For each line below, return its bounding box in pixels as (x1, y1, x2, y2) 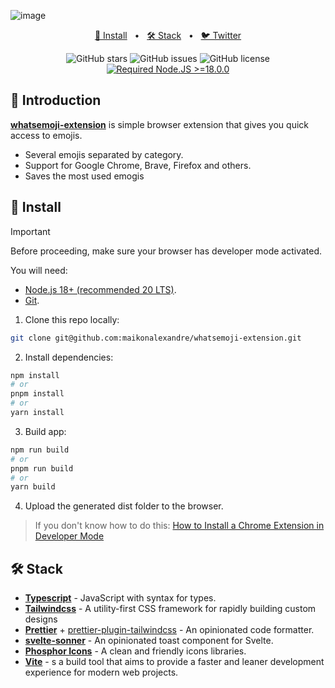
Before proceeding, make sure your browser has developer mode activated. (10, 245, 323, 257)
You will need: (10, 264, 68, 276)
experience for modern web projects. (24, 666, 179, 679)
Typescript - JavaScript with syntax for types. (24, 592, 217, 604)
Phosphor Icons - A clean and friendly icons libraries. (24, 645, 247, 657)
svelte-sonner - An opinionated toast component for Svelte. (24, 635, 274, 647)
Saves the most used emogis (24, 170, 145, 182)
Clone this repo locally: (24, 313, 120, 325)
